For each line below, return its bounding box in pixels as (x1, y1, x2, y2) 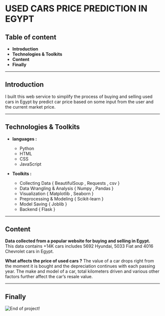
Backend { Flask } (19, 206, 55, 212)
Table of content (5, 33, 56, 41)
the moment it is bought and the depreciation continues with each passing (5, 263, 156, 269)
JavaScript (19, 161, 42, 167)
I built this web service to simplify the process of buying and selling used (5, 93, 153, 99)
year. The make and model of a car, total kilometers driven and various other (5, 268, 160, 274)
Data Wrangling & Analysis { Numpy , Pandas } (19, 185, 114, 191)
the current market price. (5, 104, 55, 110)
